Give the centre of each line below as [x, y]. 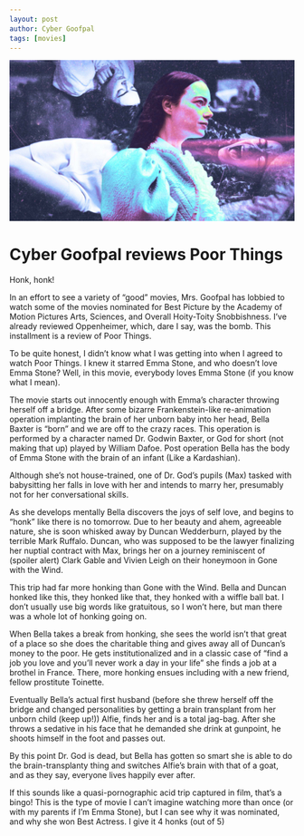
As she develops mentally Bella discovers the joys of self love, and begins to [152, 511]
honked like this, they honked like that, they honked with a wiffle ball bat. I [147, 597]
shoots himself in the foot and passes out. [87, 738]
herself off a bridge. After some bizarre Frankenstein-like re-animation [140, 409]
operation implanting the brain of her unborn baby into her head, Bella [139, 419]
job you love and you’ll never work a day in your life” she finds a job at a [143, 663]
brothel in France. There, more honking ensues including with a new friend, [149, 672]
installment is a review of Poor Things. [81, 335]
